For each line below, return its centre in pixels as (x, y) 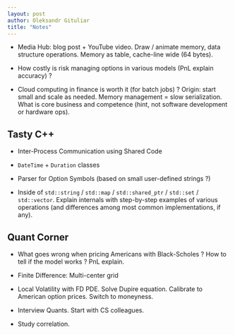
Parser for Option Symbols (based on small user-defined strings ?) (114, 179)
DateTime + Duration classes (59, 165)
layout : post (26, 14)
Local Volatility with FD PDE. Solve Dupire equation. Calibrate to (110, 289)
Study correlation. (44, 324)
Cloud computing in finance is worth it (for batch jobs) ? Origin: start (117, 90)
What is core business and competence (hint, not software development (122, 105)
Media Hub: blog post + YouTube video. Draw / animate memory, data (119, 47)
